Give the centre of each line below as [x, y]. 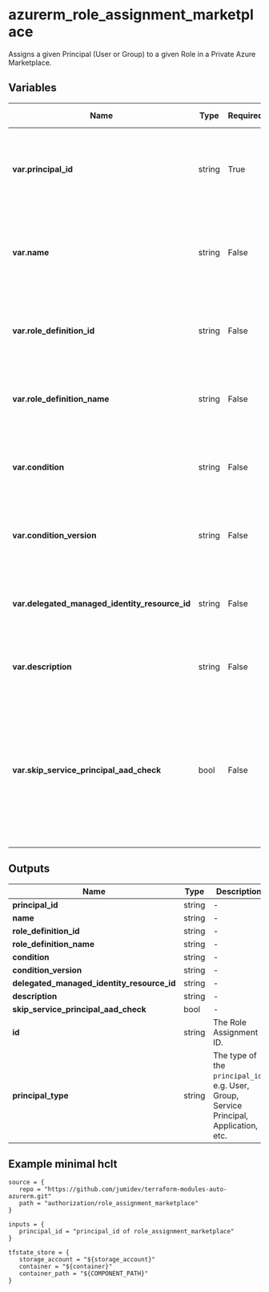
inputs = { [26, 1225]
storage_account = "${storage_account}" [87, 1260]
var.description [42, 666]
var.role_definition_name [61, 399]
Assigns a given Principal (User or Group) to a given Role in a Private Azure [132, 54]
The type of [235, 1055]
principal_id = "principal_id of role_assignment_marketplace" [126, 1232]
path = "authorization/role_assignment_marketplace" [108, 1204]
